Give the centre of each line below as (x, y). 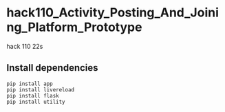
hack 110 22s (25, 46)
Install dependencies (52, 68)
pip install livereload (41, 90)
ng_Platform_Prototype (74, 27)
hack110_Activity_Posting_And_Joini (113, 13)
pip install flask (33, 96)
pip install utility (36, 102)
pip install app (30, 84)
